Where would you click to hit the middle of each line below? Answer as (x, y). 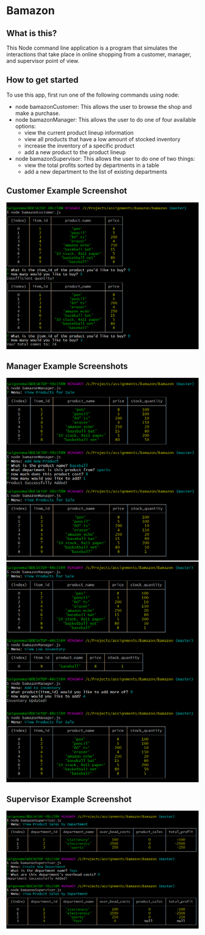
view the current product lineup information (79, 133)
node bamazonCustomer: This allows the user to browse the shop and (103, 106)
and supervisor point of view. (43, 61)
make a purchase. (38, 113)
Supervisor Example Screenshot (69, 799)
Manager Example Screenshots (67, 367)
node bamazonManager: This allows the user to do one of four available (106, 119)
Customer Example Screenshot (67, 191)
